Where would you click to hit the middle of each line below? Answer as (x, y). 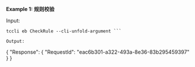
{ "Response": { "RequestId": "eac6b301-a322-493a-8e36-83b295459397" (98, 52)
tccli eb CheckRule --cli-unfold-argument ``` (64, 31)
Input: (13, 21)
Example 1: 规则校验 (30, 9)
